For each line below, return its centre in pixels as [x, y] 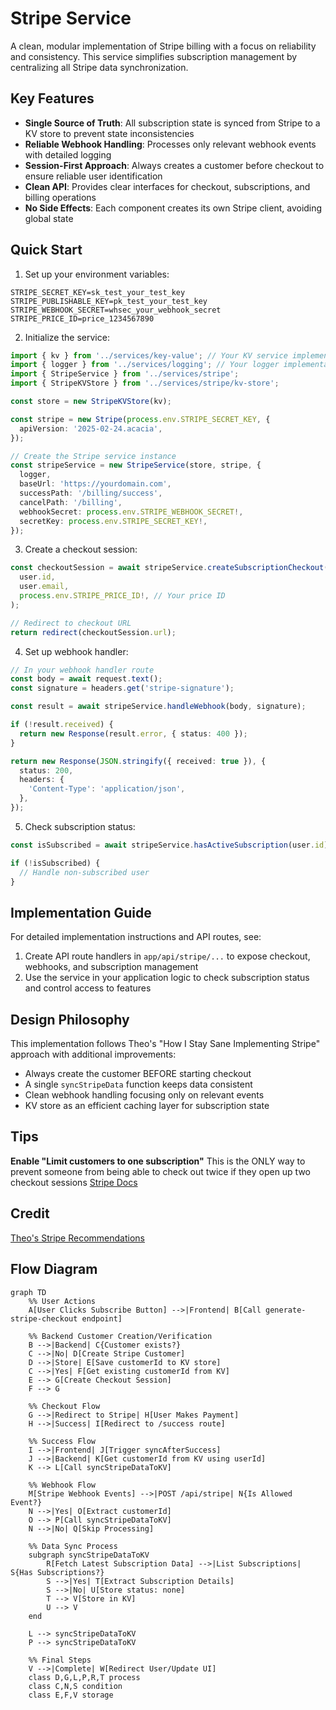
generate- [286, 1310]
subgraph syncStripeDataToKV [89, 1555]
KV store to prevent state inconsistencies [109, 133]
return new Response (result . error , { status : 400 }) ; [133, 733]
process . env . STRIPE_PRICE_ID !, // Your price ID [122, 596]
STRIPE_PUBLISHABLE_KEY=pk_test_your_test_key [109, 301]
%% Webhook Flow [62, 1485]
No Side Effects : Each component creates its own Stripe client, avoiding [173, 208]
